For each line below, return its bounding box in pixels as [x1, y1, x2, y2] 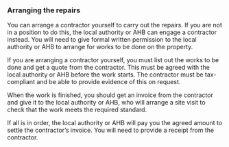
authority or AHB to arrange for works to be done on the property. [7, 43, 193, 51]
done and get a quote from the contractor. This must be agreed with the [7, 64, 210, 72]
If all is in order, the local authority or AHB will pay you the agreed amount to [7, 119, 223, 127]
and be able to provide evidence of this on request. [36, 78, 181, 86]
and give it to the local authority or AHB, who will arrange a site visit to [7, 98, 206, 107]
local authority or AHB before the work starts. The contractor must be [7, 70, 204, 79]
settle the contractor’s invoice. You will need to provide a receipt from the [7, 126, 215, 135]
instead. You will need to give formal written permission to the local [7, 36, 197, 44]
